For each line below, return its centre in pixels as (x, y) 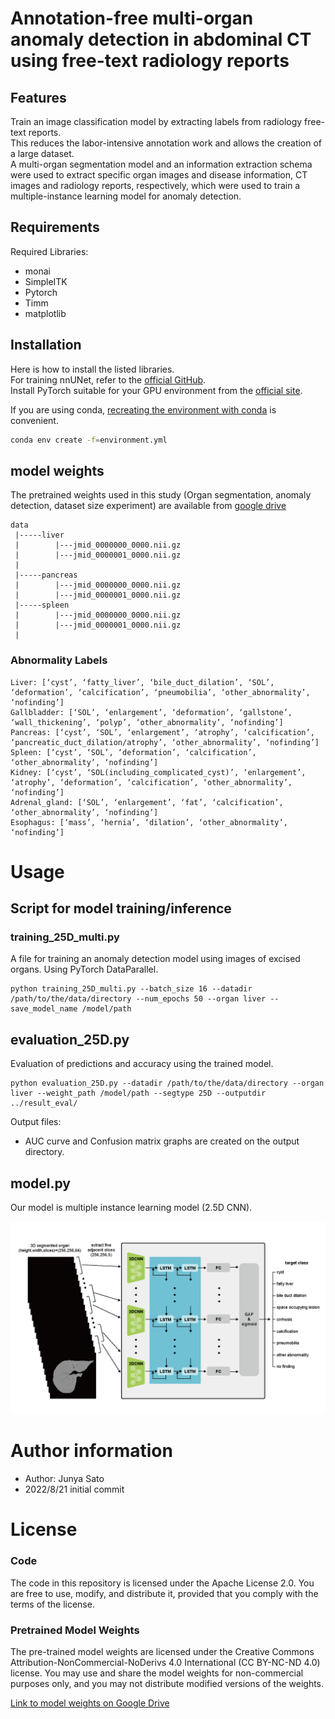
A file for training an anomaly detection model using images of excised (155, 959)
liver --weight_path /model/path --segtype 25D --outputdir (138, 1093)
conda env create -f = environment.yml (89, 440)
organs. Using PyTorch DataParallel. (84, 969)
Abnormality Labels (59, 660)
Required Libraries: (49, 251)
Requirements (55, 227)
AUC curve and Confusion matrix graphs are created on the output (162, 1141)
